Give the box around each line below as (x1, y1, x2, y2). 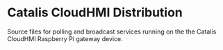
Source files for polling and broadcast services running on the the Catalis (7, 27, 217, 36)
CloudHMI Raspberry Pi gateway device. (7, 34, 123, 42)
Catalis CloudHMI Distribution (7, 5, 183, 21)
